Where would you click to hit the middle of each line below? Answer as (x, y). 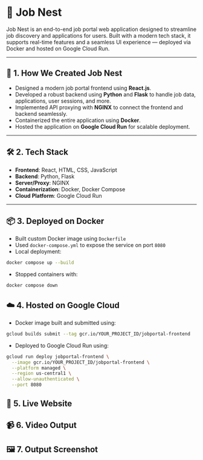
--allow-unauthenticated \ (46, 379)
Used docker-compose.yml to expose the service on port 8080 (90, 245)
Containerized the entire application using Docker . (78, 120)
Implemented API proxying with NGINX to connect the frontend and (99, 107)
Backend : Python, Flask (45, 176)
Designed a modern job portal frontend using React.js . (83, 88)
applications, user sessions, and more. (63, 101)
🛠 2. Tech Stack (37, 152)
